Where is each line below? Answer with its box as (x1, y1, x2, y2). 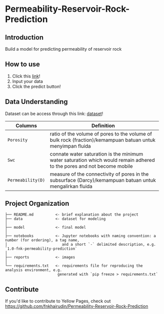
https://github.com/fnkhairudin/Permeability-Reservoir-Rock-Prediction (5, 303, 148, 309)
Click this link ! (12, 73, 41, 79)
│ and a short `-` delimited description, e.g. (5, 242, 156, 247)
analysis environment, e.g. (5, 268, 62, 273)
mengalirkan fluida (49, 183, 93, 190)
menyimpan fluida (49, 142, 91, 149)
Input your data (12, 78, 43, 84)
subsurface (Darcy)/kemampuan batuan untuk (49, 177, 156, 183)
